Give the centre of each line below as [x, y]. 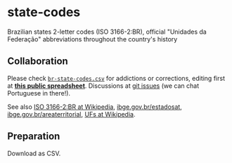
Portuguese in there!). [39, 93]
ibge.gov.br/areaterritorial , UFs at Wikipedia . [71, 114]
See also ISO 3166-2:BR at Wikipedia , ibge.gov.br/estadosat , [95, 107]
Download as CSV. [34, 153]
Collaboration [38, 61]
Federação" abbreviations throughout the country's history [92, 39]
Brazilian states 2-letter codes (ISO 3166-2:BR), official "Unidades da [107, 32]
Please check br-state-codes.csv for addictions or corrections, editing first [116, 78]
